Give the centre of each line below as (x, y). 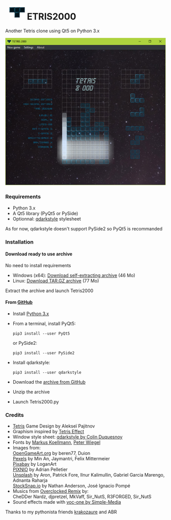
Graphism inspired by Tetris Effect (48, 432)
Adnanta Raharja (30, 480)
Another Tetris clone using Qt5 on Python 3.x (52, 31)
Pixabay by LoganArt (35, 464)
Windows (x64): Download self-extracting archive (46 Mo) (74, 275)
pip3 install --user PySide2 (44, 353)
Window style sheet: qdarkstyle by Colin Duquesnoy (68, 437)
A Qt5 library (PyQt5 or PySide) (45, 213)
